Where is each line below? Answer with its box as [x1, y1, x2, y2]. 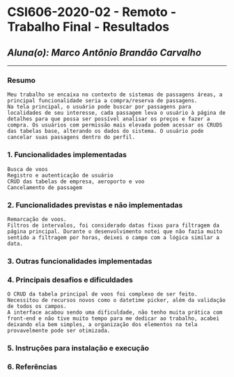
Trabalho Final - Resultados [7, 19, 170, 35]
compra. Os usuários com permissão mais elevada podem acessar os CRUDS [7, 122, 223, 129]
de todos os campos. [7, 303, 68, 310]
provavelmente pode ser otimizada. [7, 328, 111, 335]
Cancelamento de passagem [7, 184, 82, 191]
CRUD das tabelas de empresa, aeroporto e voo [7, 178, 145, 185]
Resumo [7, 75, 36, 85]
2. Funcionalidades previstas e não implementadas [7, 200, 183, 209]
